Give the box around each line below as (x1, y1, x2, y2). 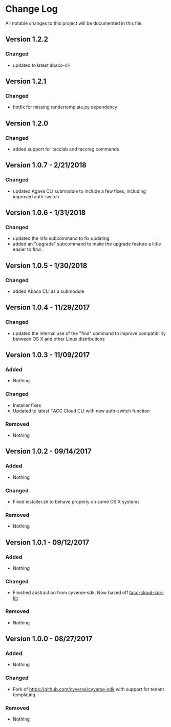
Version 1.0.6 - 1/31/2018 (5, 209, 86, 217)
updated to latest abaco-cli (12, 62, 70, 68)
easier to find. (12, 246, 42, 252)
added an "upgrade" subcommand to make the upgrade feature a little (12, 241, 161, 247)
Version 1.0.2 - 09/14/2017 (5, 447, 92, 456)
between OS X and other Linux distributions (12, 335, 105, 342)
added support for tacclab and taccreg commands (12, 146, 119, 152)
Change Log (5, 3, 58, 15)
